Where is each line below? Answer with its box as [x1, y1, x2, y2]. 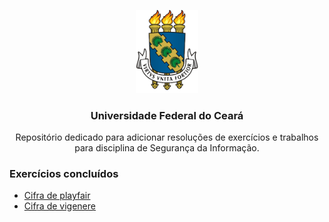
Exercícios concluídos [9, 166, 119, 180]
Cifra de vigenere [23, 200, 96, 212]
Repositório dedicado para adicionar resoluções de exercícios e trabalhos [15, 131, 319, 144]
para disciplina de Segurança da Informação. [74, 142, 260, 154]
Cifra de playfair [23, 190, 91, 202]
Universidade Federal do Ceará [90, 108, 244, 122]
